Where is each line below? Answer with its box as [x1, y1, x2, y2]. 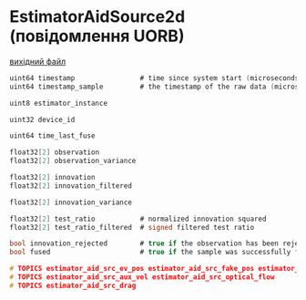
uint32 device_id [9, 115, 76, 124]
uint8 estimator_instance [9, 98, 107, 108]
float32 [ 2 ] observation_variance [9, 157, 137, 166]
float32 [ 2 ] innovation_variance [9, 198, 132, 207]
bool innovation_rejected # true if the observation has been [9, 239, 280, 248]
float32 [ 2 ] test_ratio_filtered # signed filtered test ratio [9, 222, 255, 232]
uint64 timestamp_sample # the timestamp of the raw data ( [9, 82, 275, 91]
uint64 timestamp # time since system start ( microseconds [9, 73, 300, 83]
